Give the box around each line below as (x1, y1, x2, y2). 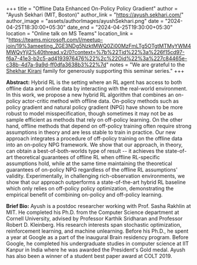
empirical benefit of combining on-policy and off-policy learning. (6, 191, 163, 198)
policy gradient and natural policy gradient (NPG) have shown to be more (6, 104, 183, 110)
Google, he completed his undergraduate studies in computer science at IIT (6, 240, 189, 247)
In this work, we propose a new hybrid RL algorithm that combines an (6, 91, 175, 98)
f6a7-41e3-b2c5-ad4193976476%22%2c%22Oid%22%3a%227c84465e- (6, 55, 188, 62)
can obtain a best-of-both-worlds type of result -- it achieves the (6, 147, 164, 155)
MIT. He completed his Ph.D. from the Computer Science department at (6, 209, 179, 216)
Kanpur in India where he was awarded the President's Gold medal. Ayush (6, 246, 185, 253)
